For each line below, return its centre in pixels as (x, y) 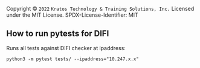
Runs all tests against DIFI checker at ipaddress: (66, 48)
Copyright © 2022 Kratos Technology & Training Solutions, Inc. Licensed (100, 9)
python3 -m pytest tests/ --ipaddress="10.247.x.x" (73, 59)
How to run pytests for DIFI (58, 34)
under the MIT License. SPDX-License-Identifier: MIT (73, 15)
